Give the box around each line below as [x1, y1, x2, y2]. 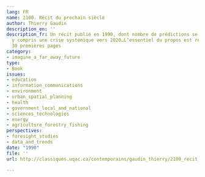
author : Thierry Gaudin [6, 20, 67, 26]
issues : [6, 71, 26, 77]
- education [6, 77, 37, 83]
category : [6, 49, 32, 55]
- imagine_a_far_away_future [6, 54, 81, 60]
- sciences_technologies [6, 111, 70, 117]
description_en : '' [6, 26, 56, 32]
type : [6, 60, 20, 66]
